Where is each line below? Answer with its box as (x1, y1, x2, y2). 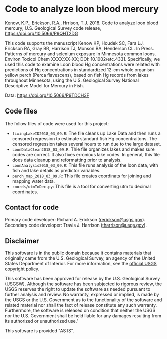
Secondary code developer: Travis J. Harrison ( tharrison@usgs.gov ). (5, 222, 147, 228)
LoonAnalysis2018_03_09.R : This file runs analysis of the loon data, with (12, 162, 158, 168)
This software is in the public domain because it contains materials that (5, 250, 151, 256)
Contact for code (5, 203, 59, 212)
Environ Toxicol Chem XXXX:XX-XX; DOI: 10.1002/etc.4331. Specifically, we (5, 56, 160, 62)
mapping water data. (12, 178, 55, 184)
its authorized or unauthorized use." (5, 318, 79, 324)
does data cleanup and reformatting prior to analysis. (12, 157, 122, 163)
